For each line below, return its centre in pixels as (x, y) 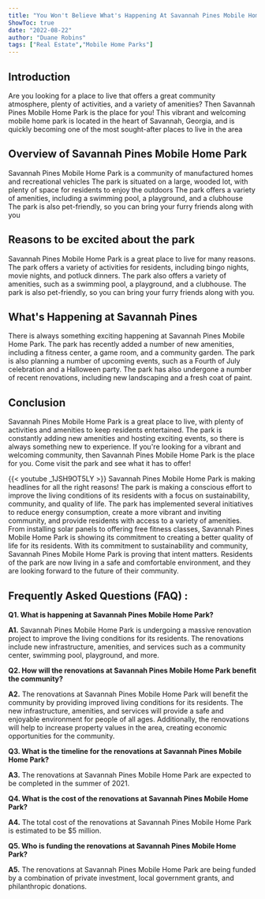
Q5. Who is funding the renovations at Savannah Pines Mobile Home (122, 846)
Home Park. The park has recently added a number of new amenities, (121, 345)
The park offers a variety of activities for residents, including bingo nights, (129, 267)
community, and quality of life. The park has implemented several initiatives (131, 504)
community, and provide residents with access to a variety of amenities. (125, 520)
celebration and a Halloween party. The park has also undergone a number (130, 369)
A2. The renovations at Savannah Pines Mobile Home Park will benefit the (128, 694)
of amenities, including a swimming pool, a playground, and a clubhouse (125, 198)
